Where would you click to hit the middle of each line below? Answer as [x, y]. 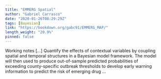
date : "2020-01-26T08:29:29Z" [36, 19]
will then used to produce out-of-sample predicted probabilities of [72, 61]
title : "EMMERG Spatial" [30, 10]
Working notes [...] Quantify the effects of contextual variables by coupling [80, 50]
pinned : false [20, 37]
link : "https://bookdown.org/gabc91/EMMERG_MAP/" [57, 28]
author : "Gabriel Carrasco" [34, 14]
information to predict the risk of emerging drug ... [56, 71]
